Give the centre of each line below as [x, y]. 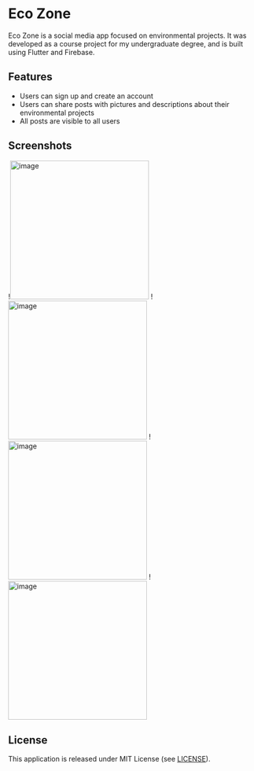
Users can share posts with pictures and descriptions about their [124, 104]
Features [30, 77]
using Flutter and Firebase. [52, 52]
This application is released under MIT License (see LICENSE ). [109, 759]
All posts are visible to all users [70, 121]
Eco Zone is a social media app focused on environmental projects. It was [127, 35]
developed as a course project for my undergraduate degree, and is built [126, 43]
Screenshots [40, 146]
